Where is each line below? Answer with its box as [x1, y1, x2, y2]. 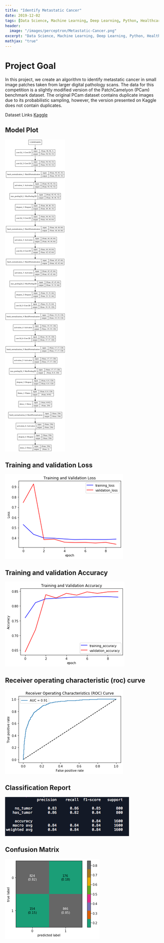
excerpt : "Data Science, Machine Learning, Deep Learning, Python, [5, 34, 145, 39]
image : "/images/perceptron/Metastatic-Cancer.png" [9, 28, 117, 34]
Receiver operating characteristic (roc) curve [5, 676, 145, 684]
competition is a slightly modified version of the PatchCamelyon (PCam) [5, 87, 150, 93]
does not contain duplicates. [5, 102, 62, 108]
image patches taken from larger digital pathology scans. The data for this [5, 81, 154, 87]
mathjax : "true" [5, 39, 38, 44]
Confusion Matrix [5, 845, 60, 854]
